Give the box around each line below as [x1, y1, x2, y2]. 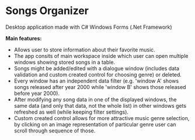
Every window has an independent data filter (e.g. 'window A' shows [13, 77, 179, 84]
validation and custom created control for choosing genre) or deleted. [13, 71, 182, 78]
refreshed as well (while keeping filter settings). [13, 108, 129, 115]
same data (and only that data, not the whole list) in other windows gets [13, 102, 187, 109]
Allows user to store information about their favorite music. [13, 46, 155, 53]
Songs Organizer [5, 4, 89, 18]
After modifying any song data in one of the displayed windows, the [13, 95, 177, 103]
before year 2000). [13, 90, 60, 97]
